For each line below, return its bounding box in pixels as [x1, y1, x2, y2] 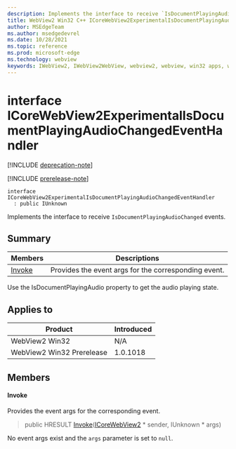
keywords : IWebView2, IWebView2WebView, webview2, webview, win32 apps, [7, 62, 225, 69]
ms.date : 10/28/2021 [7, 36, 68, 43]
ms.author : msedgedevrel [7, 29, 80, 37]
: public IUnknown [13, 200, 68, 207]
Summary [7, 232, 51, 244]
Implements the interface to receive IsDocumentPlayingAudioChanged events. [7, 212, 226, 221]
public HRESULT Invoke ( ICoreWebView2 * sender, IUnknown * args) [24, 420, 222, 429]
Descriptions [115, 253, 159, 263]
